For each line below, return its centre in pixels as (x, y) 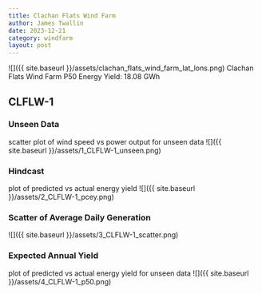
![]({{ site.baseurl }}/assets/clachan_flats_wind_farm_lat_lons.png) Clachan (131, 68)
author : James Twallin (46, 23)
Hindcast (26, 171)
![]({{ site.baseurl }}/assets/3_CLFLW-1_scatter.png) (93, 235)
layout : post (30, 46)
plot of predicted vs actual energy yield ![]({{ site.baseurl (102, 189)
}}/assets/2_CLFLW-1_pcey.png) (61, 197)
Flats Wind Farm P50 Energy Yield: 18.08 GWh (84, 77)
